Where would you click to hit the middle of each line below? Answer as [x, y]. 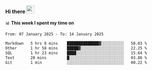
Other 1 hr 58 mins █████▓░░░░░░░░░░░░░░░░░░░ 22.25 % [76, 49]
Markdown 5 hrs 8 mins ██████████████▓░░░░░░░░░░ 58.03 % [76, 43]
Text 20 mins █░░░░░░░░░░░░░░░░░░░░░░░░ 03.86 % [76, 58]
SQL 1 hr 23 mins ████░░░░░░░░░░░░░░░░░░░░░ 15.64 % [76, 53]
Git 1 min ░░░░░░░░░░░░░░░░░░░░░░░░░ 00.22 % [76, 62]
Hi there [15, 11]
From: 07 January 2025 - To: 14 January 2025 [54, 34]
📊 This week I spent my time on [40, 23]
